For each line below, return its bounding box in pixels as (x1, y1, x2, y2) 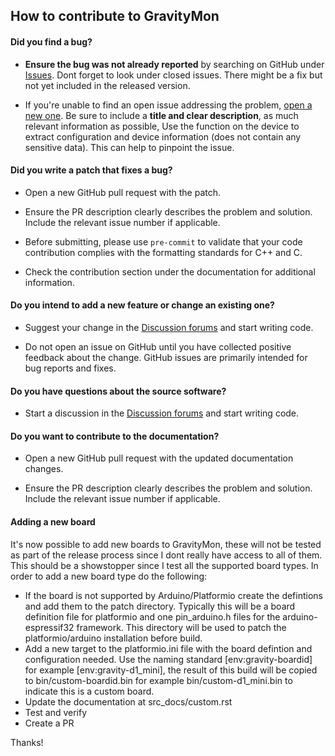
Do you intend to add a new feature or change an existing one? (10, 299, 275, 311)
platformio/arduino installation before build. (24, 632, 203, 644)
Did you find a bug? (10, 35, 93, 48)
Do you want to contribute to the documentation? (10, 430, 220, 442)
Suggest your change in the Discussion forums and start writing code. (24, 322, 314, 333)
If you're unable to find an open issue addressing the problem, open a (24, 99, 313, 111)
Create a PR (24, 717, 75, 729)
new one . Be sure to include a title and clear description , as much (24, 109, 299, 121)
